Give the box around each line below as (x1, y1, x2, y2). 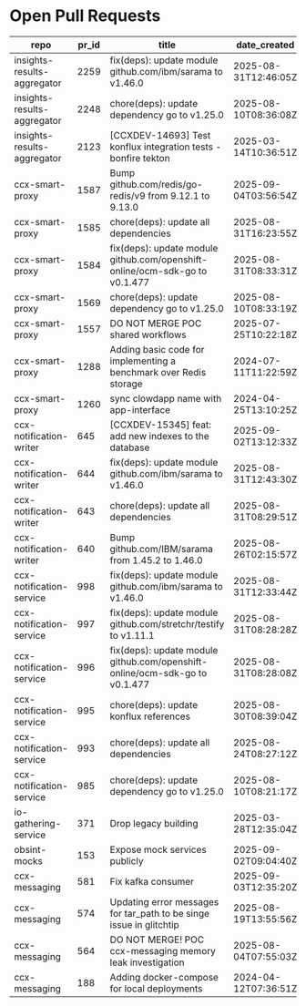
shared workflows (109, 328, 187, 341)
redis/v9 (109, 189, 146, 201)
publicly (109, 854, 144, 867)
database (109, 441, 150, 454)
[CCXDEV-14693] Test (109, 128, 211, 141)
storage (109, 377, 143, 390)
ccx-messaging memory (109, 944, 216, 957)
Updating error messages (109, 895, 219, 908)
